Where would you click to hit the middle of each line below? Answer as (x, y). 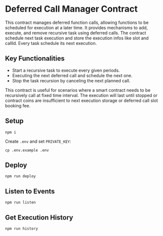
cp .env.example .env (27, 150)
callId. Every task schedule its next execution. (51, 43)
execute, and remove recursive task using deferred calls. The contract (76, 33)
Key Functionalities (35, 59)
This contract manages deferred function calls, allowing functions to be (77, 22)
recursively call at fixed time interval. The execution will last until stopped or (81, 95)
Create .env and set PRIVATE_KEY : (38, 141)
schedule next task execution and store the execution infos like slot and (77, 38)
